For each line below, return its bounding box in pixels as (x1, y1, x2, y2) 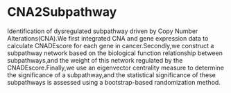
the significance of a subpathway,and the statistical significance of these (7, 70, 216, 79)
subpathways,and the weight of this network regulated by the (7, 56, 183, 64)
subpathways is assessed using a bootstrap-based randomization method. (7, 78, 221, 86)
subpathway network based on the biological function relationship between (7, 49, 223, 57)
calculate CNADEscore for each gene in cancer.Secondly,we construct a (7, 41, 214, 50)
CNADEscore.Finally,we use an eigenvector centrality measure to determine (7, 63, 224, 72)
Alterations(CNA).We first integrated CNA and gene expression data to (7, 34, 209, 42)
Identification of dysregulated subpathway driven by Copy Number (7, 27, 198, 35)
